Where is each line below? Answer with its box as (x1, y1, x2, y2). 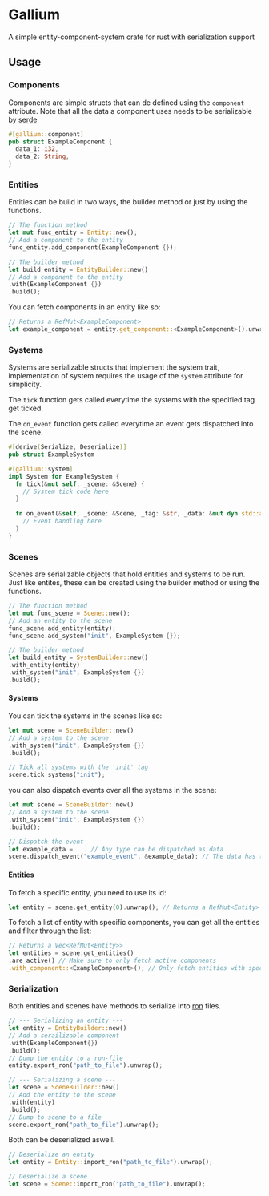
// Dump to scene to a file (8, 1113, 102, 1121)
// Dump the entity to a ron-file (8, 1054, 124, 1062)
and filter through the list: (8, 926, 92, 935)
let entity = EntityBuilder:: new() (8, 1024, 127, 1032)
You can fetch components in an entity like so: (8, 302, 161, 312)
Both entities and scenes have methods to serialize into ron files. (8, 1001, 222, 1011)
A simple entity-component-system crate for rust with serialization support (8, 32, 255, 42)
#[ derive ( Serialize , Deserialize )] (8, 443, 127, 451)
